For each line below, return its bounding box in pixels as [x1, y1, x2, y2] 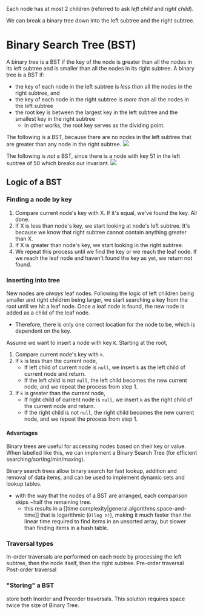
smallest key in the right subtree [15, 115, 96, 122]
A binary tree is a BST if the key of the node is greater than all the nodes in [6, 58, 192, 66]
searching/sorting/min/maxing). [6, 455, 85, 463]
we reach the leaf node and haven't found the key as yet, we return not [15, 254, 193, 262]
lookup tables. [6, 480, 42, 488]
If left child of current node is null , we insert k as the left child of [24, 364, 186, 371]
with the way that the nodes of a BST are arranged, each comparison [15, 492, 188, 500]
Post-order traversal [6, 566, 56, 573]
